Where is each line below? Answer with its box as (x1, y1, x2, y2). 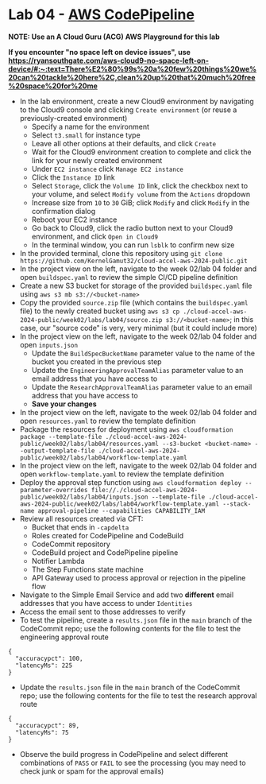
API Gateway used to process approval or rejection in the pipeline (31, 572, 246, 582)
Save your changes (31, 399, 97, 409)
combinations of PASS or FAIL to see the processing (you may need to (19, 758, 246, 767)
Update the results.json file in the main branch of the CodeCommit (19, 682, 241, 692)
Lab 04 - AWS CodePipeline (8, 6, 195, 24)
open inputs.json (19, 340, 78, 349)
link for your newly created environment (31, 155, 163, 165)
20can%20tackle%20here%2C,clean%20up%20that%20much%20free (8, 72, 256, 82)
